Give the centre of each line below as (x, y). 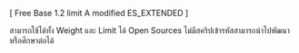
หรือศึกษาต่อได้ (32, 40)
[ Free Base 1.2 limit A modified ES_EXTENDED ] (99, 13)
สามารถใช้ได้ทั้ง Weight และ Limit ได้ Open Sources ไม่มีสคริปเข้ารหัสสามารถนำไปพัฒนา (150, 30)
